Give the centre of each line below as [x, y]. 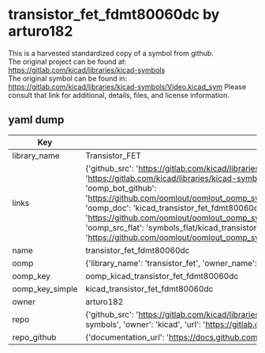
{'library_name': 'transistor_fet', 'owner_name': [171, 263]
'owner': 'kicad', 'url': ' [164, 324]
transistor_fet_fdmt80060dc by [114, 15]
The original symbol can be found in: [68, 78]
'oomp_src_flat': [115, 227]
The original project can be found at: [67, 62]
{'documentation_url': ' [127, 337]
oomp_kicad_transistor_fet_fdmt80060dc [162, 276]
